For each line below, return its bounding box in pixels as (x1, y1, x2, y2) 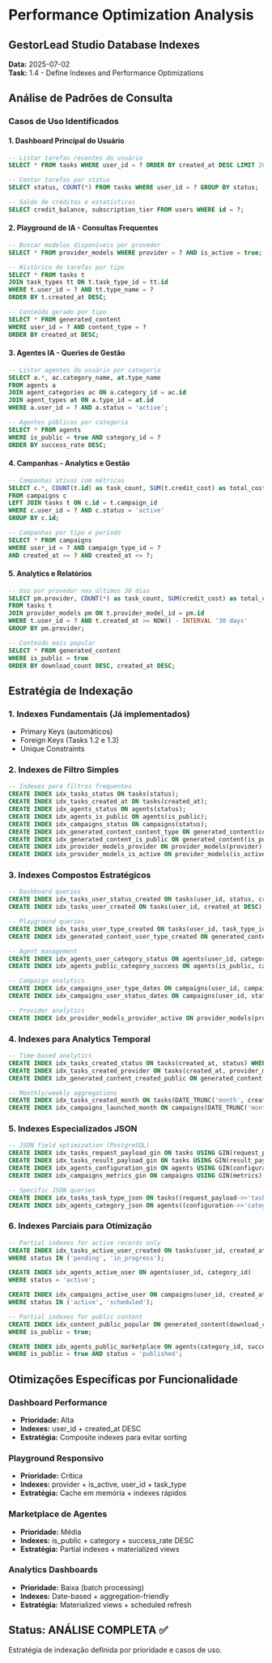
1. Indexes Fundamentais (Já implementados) (8, 708, 190, 719)
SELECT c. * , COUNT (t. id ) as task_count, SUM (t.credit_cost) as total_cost (8, 484, 266, 492)
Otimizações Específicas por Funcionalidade (8, 1372, 239, 1386)
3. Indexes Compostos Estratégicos (8, 869, 151, 881)
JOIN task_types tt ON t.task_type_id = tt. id (8, 278, 168, 287)
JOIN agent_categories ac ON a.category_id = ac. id (8, 389, 186, 397)
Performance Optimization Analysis (8, 6, 254, 24)
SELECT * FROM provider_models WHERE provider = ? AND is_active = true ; (8, 249, 263, 257)
